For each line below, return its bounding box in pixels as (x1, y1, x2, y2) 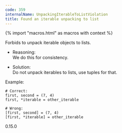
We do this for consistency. (12, 55, 69, 61)
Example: (5, 79, 24, 85)
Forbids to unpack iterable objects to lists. (5, 40, 91, 46)
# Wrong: (5, 106, 23, 111)
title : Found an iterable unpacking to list (5, 16, 99, 21)
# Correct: (5, 89, 28, 94)
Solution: (12, 64, 31, 70)
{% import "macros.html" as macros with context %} (5, 30, 113, 36)
